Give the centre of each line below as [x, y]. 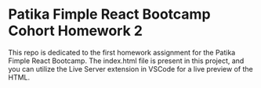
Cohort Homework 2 [76, 31]
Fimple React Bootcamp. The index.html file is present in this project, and [126, 61]
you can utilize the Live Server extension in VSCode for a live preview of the [130, 69]
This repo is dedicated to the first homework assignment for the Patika [122, 52]
